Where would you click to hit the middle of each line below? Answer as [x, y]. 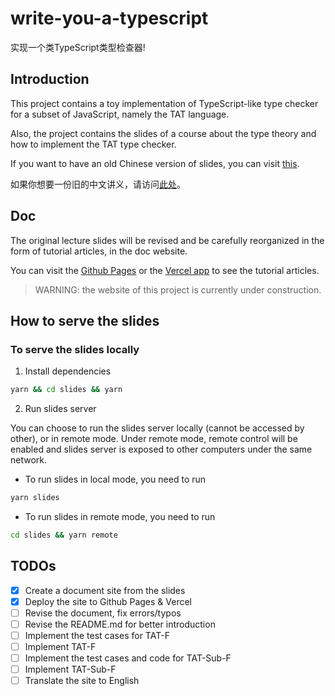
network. [29, 460]
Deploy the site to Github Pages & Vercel [108, 601]
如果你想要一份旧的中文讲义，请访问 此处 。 [98, 184]
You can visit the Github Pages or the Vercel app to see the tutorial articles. [165, 270]
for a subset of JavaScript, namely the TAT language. [120, 114]
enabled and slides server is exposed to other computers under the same [161, 449]
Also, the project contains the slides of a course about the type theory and [163, 133]
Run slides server [60, 409]
